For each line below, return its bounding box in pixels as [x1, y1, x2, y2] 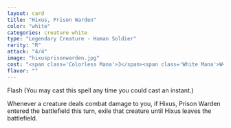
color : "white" [7, 23, 51, 29]
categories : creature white [7, 29, 88, 36]
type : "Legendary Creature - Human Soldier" [7, 36, 137, 42]
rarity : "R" [7, 42, 41, 49]
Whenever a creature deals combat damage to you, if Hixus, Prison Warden [7, 99, 221, 107]
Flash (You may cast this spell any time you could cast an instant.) [7, 86, 194, 94]
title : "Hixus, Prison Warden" [7, 16, 97, 23]
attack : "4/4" [7, 49, 48, 55]
